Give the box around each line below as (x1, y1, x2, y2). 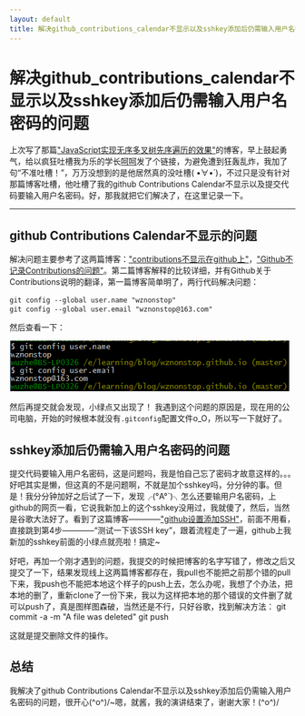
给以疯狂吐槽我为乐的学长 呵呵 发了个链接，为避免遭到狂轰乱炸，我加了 (25, 156, 288, 167)
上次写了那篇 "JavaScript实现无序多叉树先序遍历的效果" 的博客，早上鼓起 (9, 145, 280, 156)
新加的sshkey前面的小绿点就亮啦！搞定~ (9, 537, 161, 548)
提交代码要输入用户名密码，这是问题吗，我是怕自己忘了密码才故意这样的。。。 (9, 469, 296, 479)
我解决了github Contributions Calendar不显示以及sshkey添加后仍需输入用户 (9, 685, 292, 696)
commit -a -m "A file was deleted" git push (9, 611, 170, 622)
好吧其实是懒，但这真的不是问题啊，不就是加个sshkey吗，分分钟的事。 (9, 479, 275, 490)
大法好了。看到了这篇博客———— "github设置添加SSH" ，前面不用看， (33, 514, 296, 525)
